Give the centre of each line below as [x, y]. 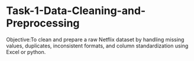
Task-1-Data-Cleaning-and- [76, 11]
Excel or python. [26, 52]
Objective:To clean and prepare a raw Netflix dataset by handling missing [95, 39]
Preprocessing [43, 23]
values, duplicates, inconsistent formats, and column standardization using [97, 46]
